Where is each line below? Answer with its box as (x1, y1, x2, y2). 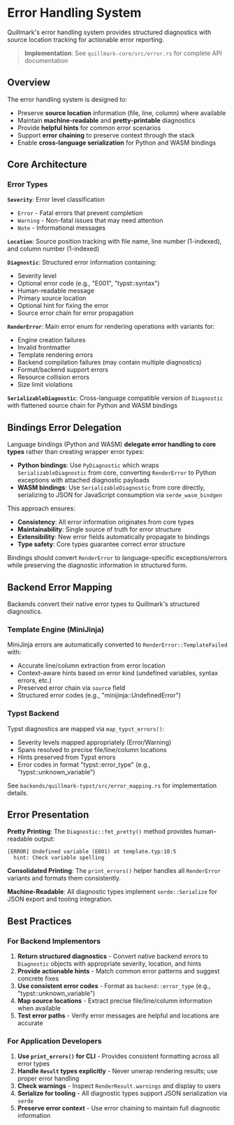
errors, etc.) (17, 676, 52, 685)
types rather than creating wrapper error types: (7, 448, 145, 456)
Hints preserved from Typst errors (17, 753, 116, 761)
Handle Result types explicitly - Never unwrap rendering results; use (17, 1067, 218, 1075)
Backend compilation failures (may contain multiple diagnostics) (17, 358, 202, 367)
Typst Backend (7, 709, 59, 719)
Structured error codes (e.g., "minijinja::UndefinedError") (17, 691, 182, 700)
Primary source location (17, 294, 87, 302)
